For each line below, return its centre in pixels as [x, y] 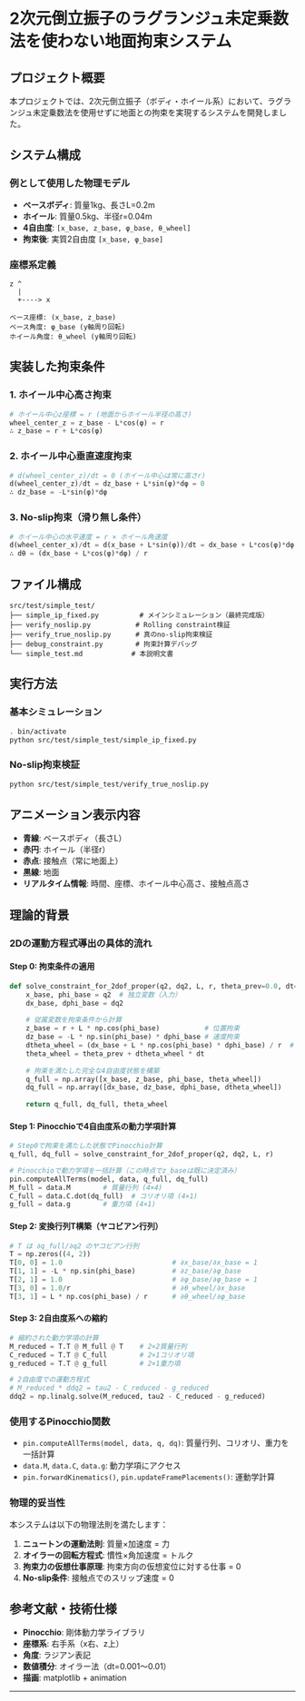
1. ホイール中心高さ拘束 [60, 395]
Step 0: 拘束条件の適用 [52, 967]
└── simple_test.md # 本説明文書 [92, 654]
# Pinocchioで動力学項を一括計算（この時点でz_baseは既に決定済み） [125, 1170]
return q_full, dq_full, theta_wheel [97, 1105]
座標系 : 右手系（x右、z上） [73, 1644]
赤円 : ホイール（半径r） [66, 850]
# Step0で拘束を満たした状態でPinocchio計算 [86, 1146]
